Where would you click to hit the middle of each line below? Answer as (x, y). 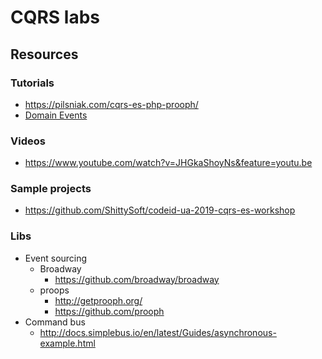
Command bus (55, 322)
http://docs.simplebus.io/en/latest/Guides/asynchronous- (158, 332)
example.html (67, 343)
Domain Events (56, 115)
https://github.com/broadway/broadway (137, 279)
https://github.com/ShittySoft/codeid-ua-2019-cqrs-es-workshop (160, 210)
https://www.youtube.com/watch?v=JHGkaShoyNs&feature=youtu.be (168, 163)
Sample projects (51, 189)
